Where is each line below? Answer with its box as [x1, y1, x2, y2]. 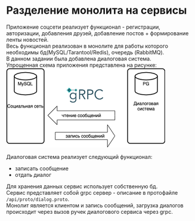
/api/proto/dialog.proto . [6, 195, 70, 202]
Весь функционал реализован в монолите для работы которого [6, 42, 169, 50]
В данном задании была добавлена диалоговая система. [6, 55, 151, 62]
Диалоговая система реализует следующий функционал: [6, 153, 153, 160]
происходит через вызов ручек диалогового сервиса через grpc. [6, 208, 173, 215]
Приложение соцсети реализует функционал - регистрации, [6, 23, 160, 30]
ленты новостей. [6, 36, 49, 43]
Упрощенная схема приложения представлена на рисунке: [6, 61, 157, 69]
